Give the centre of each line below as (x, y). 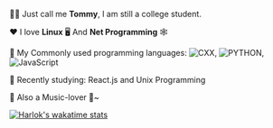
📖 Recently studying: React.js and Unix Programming (108, 80)
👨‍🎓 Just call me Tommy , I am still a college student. (105, 14)
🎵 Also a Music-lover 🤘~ (54, 97)
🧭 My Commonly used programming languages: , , (137, 53)
